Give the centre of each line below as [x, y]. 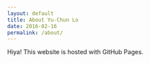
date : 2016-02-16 [32, 26]
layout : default [30, 13]
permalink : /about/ [35, 33]
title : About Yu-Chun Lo [43, 20]
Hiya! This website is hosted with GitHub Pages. [75, 52]
